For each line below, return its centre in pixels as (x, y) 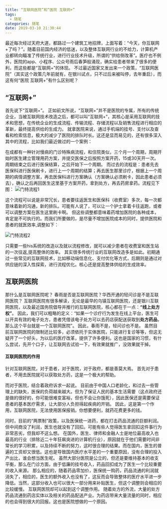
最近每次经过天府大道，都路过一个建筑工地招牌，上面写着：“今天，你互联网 (83, 43)
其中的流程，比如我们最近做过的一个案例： (49, 141)
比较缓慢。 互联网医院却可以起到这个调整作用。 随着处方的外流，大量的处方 (83, 489)
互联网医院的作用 (23, 356)
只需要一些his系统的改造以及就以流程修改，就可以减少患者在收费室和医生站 (82, 246)
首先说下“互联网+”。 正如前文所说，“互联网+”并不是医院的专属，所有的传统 (82, 110)
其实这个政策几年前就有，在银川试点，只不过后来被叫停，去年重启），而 (89, 74)
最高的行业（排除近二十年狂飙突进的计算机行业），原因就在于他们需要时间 (80, 439)
